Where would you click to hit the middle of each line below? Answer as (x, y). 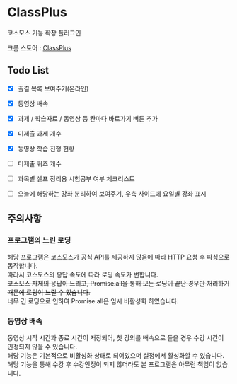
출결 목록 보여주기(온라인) (53, 88)
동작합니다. (23, 265)
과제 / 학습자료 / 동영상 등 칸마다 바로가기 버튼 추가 (87, 118)
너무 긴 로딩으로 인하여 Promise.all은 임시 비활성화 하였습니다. (93, 301)
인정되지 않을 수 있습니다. (42, 347)
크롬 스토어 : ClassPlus (40, 47)
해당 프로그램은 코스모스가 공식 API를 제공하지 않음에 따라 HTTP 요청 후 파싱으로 (118, 257)
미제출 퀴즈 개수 (39, 164)
